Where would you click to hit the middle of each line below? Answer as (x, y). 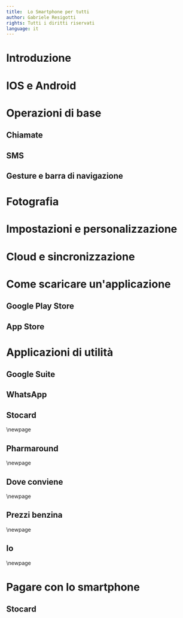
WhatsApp (27, 394)
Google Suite (31, 375)
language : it (22, 28)
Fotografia (33, 202)
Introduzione (39, 58)
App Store (25, 327)
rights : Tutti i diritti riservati (51, 23)
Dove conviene (35, 481)
